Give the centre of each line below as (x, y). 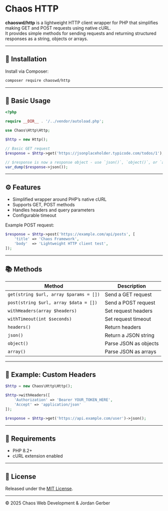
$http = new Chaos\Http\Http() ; (39, 386)
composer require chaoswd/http (38, 80)
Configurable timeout (34, 215)
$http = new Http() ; (27, 140)
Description (131, 286)
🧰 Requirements (30, 439)
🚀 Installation (26, 59)
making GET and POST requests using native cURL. (58, 28)
